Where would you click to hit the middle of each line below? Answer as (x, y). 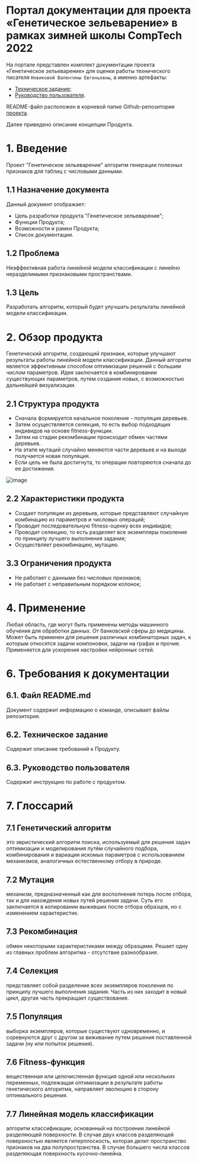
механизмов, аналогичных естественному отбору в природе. (84, 861)
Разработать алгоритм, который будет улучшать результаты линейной (96, 307)
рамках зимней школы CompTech (94, 36)
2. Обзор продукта (55, 337)
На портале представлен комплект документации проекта (81, 64)
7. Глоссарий (40, 806)
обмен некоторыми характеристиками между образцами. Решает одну (97, 946)
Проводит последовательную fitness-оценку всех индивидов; (93, 526)
